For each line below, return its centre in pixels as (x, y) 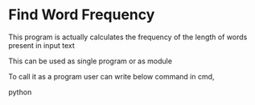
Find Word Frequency (82, 15)
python (20, 92)
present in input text (41, 45)
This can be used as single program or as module (90, 61)
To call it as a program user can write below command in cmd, (111, 76)
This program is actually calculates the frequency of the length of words (128, 37)
